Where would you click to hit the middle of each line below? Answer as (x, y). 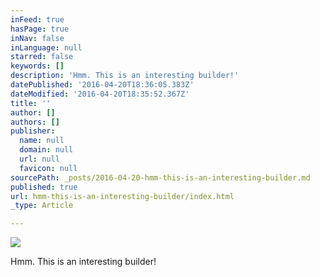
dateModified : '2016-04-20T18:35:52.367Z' (100, 94)
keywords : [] (37, 66)
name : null (42, 141)
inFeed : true (37, 19)
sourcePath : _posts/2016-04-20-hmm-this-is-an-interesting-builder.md (160, 177)
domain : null (46, 150)
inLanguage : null (46, 47)
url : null (39, 159)
